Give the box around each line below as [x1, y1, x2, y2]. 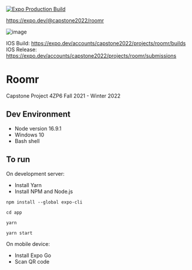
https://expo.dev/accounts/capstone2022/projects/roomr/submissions [6, 52, 177, 59]
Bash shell [14, 137, 40, 144]
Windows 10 [14, 131, 45, 138]
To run [6, 155, 31, 165]
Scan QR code [14, 258, 50, 265]
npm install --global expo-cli [6, 199, 83, 205]
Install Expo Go [14, 252, 52, 259]
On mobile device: [6, 240, 50, 247]
